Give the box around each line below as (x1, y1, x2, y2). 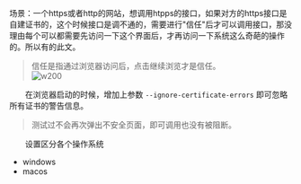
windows (22, 156, 57, 167)
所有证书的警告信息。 (9, 101, 88, 110)
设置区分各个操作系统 (24, 138, 104, 149)
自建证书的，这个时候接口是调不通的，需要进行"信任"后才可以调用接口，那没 (9, 19, 293, 30)
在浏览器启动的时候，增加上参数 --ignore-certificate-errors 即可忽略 (24, 89, 288, 100)
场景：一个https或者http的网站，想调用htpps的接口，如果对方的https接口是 (9, 8, 288, 18)
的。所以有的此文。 (9, 41, 81, 52)
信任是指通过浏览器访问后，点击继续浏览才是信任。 (31, 61, 221, 71)
